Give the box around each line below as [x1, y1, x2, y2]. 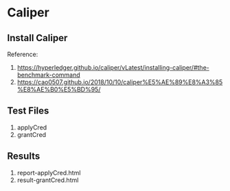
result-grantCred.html [16, 176, 79, 184]
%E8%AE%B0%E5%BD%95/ [16, 86, 101, 93]
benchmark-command [16, 71, 80, 79]
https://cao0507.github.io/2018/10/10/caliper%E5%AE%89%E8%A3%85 [16, 78, 223, 86]
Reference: [7, 50, 38, 58]
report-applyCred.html [16, 168, 81, 177]
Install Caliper [7, 32, 68, 44]
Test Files [7, 105, 49, 117]
